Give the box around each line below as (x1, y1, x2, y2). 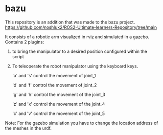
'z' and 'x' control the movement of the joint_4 (12, 101, 105, 107)
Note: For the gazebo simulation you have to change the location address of (5, 120, 158, 126)
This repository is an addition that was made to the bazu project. (5, 19, 135, 25)
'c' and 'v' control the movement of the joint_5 (12, 111, 105, 116)
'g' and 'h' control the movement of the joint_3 (12, 91, 105, 97)
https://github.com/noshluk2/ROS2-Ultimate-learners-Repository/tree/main (5, 24, 157, 30)
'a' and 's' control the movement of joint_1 (12, 72, 96, 78)
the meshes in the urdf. (5, 125, 52, 131)
